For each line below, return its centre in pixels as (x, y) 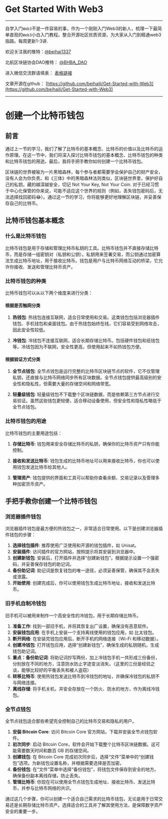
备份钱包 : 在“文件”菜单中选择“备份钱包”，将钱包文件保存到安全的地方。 (85, 769)
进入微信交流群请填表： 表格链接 (39, 73)
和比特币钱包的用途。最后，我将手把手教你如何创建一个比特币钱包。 (75, 161)
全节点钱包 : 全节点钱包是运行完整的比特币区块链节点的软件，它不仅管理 (86, 371)
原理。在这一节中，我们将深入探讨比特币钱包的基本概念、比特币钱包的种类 (86, 155)
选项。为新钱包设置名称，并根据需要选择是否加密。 (71, 763)
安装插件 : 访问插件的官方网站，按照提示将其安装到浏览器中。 (75, 552)
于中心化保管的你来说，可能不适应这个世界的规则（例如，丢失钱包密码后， (82, 190)
